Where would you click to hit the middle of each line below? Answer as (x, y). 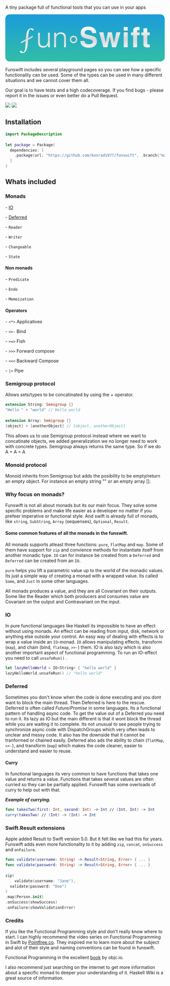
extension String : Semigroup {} (39, 405)
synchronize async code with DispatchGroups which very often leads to (80, 729)
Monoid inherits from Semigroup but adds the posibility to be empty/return (83, 476)
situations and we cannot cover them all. (47, 80)
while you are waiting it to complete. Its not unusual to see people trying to (83, 724)
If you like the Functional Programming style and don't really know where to (84, 932)
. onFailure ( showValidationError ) (40, 908)
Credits (14, 920)
